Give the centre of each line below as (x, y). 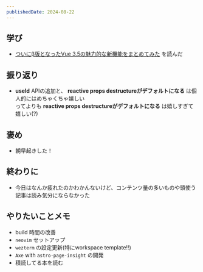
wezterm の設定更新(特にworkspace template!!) (73, 247)
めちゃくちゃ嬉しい (60, 99)
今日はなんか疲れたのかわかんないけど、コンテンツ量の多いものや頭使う (105, 187)
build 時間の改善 (35, 232)
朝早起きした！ (34, 151)
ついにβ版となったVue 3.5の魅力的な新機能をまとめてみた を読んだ (99, 54)
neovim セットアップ (40, 240)
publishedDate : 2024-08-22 (40, 12)
